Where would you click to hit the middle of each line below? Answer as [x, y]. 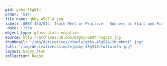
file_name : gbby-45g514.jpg [34, 19]
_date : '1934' [20, 28]
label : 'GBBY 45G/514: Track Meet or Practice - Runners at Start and [80, 24]
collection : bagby [24, 56]
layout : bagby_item [25, 51]
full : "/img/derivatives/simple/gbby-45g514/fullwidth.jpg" [69, 47]
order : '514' [19, 14]
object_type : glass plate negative [42, 33]
